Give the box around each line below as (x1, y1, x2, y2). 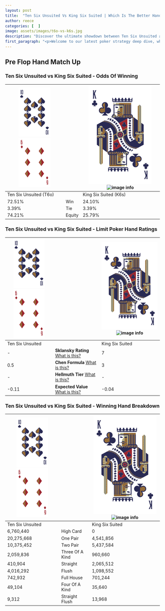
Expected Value (55, 384, 88, 390)
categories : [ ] (5, 24, 41, 29)
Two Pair (61, 542, 80, 548)
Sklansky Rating (55, 347, 89, 353)
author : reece (5, 18, 34, 23)
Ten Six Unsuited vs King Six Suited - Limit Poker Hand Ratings (5, 226, 158, 233)
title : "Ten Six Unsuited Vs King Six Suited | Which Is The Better (5, 13, 151, 18)
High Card (61, 528, 82, 534)
